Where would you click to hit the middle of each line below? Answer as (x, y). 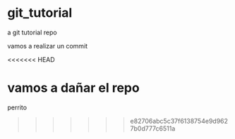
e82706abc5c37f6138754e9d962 (179, 121)
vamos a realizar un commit (48, 46)
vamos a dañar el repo (73, 88)
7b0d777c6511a (153, 128)
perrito (17, 107)
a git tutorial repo (32, 32)
